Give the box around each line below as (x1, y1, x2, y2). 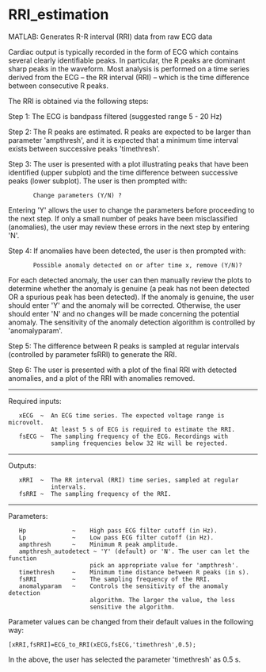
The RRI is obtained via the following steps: (8, 96, 149, 106)
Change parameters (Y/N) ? (32, 191, 123, 199)
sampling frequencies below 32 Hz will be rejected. (50, 439, 228, 447)
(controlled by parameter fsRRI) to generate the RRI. (8, 349, 177, 359)
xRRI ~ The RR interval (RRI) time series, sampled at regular (18, 476, 239, 484)
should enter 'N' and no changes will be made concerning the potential (8, 309, 240, 318)
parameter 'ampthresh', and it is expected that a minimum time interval (8, 135, 239, 144)
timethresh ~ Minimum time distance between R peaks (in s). (18, 568, 249, 576)
